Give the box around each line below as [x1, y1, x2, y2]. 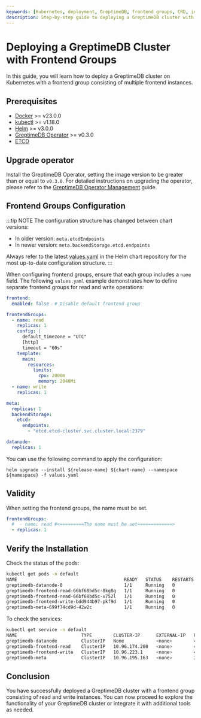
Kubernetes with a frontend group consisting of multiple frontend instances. [6, 79, 193, 86]
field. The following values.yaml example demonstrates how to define [6, 277, 178, 284]
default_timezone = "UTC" [22, 334, 87, 340]
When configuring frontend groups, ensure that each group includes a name [6, 271, 191, 278]
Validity [6, 489, 36, 499]
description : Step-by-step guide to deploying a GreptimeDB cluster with [6, 14, 194, 20]
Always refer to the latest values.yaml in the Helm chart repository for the [6, 253, 187, 260]
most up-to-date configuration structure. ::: [6, 259, 112, 266]
